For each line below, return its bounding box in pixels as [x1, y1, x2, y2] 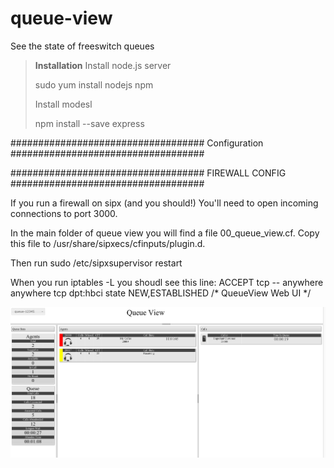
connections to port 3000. [10, 207, 118, 219]
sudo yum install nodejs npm [34, 78, 154, 91]
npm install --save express [34, 117, 145, 129]
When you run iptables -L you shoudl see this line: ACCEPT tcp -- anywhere [10, 276, 324, 288]
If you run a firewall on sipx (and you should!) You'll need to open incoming [10, 197, 319, 209]
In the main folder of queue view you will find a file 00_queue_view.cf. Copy [10, 227, 320, 239]
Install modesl [34, 98, 93, 110]
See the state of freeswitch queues [10, 40, 155, 52]
